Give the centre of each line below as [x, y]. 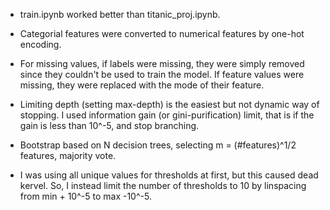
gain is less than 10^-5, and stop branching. [109, 125]
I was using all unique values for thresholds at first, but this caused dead [169, 175]
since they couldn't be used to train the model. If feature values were [162, 74]
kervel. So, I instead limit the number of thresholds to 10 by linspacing [163, 185]
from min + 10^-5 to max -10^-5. [85, 196]
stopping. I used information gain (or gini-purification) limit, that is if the [167, 115]
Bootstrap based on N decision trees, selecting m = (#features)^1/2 [158, 145]
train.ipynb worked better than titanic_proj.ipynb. [120, 14]
